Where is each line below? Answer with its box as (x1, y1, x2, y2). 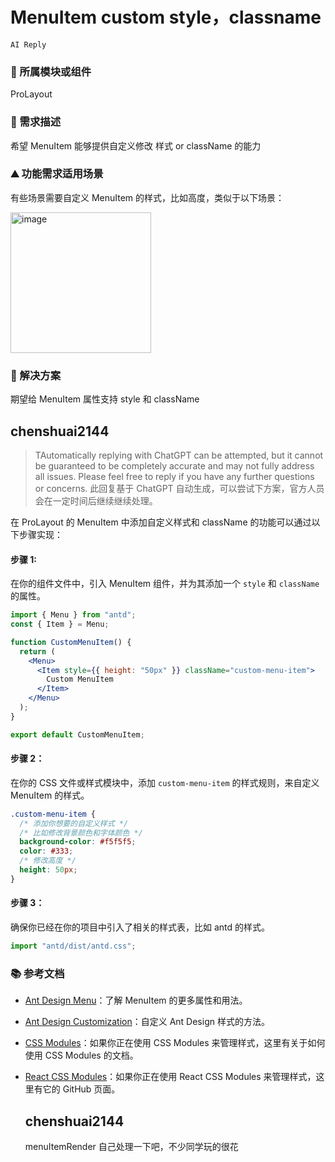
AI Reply (10, 39, 47, 50)
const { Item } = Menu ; (10, 619, 110, 630)
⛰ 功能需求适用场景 (10, 167, 104, 181)
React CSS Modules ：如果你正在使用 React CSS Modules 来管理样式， (24, 1071, 317, 1083)
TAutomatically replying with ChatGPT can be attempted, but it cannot (34, 449, 324, 461)
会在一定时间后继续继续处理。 (34, 494, 158, 507)
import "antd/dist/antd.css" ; (10, 941, 137, 952)
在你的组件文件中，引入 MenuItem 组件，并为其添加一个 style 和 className (10, 578, 320, 590)
